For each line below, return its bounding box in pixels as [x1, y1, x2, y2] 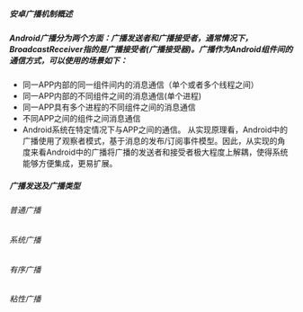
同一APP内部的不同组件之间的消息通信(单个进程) [22, 91, 202, 102]
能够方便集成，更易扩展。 [22, 158, 118, 169]
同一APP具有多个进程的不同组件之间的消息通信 [22, 102, 196, 112]
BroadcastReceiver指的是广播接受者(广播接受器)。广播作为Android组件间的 [9, 43, 293, 54]
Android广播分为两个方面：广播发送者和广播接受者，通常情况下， [9, 32, 254, 43]
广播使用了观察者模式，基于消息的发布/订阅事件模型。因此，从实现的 [22, 136, 278, 147]
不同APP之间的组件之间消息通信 [22, 113, 141, 124]
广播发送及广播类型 [9, 180, 81, 191]
